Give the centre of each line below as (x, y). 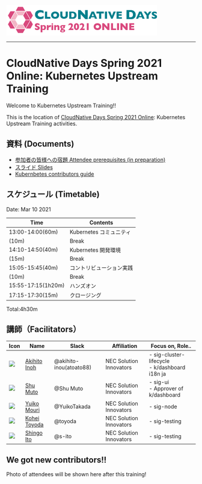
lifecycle (159, 361)
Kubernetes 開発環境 (95, 250)
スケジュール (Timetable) (53, 194)
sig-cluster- (169, 355)
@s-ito (63, 436)
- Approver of (166, 389)
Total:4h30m (22, 309)
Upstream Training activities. (42, 123)
